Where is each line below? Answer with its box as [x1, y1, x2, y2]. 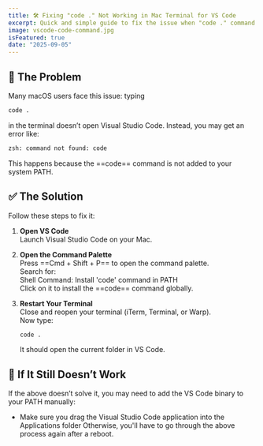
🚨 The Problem [8, 70, 82, 84]
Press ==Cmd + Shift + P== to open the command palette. [19, 258, 209, 268]
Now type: [19, 315, 54, 324]
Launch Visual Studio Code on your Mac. [19, 234, 153, 244]
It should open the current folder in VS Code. [19, 345, 165, 354]
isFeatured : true [8, 33, 65, 42]
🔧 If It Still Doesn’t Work [8, 368, 127, 381]
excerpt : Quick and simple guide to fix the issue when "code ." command [8, 19, 256, 27]
